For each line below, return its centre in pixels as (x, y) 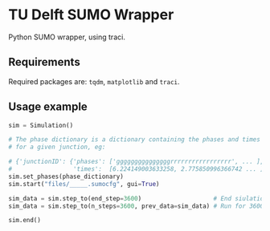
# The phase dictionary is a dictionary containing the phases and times (135, 140)
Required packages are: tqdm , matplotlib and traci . (94, 81)
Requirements (44, 62)
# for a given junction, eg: (57, 147)
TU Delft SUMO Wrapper (91, 15)
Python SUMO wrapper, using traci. (67, 37)
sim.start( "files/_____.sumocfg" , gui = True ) (84, 184)
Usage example (48, 107)
